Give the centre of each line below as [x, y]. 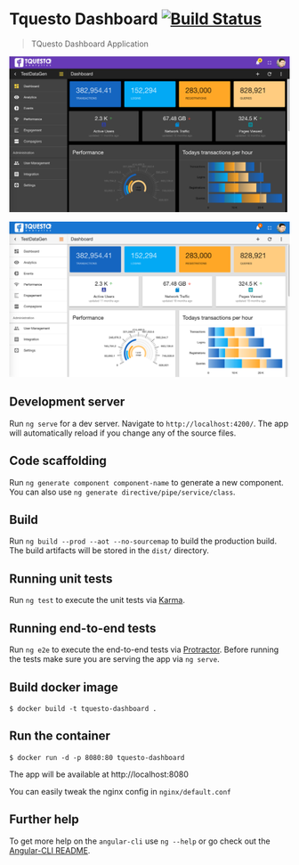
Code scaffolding [58, 461]
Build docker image [64, 687]
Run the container [60, 736]
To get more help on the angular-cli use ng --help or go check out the [140, 841]
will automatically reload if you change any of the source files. [123, 433]
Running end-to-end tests [83, 628]
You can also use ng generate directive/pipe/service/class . [122, 492]
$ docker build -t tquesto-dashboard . [83, 708]
